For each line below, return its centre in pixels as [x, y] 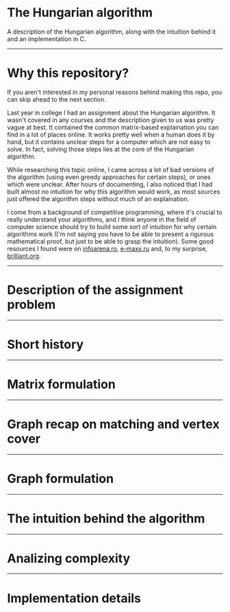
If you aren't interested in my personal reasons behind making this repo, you [115, 92]
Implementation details [74, 598]
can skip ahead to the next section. [56, 99]
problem [31, 305]
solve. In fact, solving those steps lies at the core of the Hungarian [101, 149]
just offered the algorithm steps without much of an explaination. [98, 199]
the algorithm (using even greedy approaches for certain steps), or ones [109, 177]
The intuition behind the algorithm [106, 518]
